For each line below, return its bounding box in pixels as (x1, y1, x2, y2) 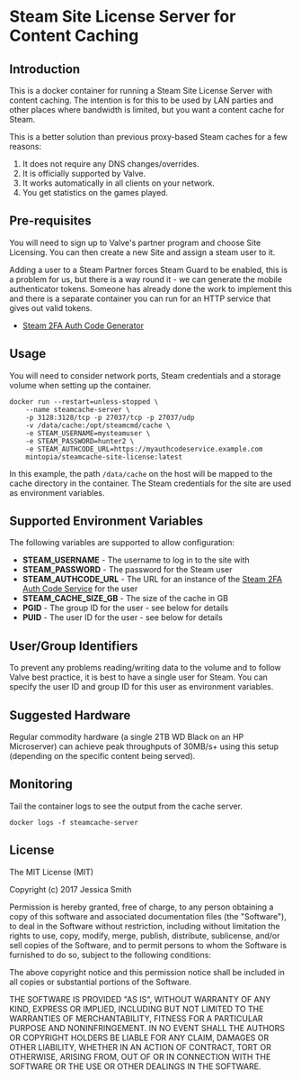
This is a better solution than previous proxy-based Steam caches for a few (9, 132, 288, 142)
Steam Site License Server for (9, 6, 236, 27)
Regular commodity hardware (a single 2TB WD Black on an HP (9, 732, 244, 743)
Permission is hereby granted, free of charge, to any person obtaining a (9, 901, 274, 912)
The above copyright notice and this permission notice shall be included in (9, 966, 285, 977)
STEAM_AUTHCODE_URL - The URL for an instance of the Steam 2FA (22, 574, 283, 585)
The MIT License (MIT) (9, 866, 94, 877)
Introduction (9, 61, 81, 77)
